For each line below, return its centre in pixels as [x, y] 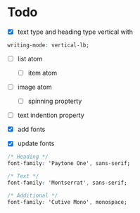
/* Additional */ [33, 195]
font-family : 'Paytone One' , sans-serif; [69, 164]
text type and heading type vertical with [75, 32]
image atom [34, 87]
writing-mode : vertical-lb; [49, 45]
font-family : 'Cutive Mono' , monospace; [68, 202]
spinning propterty [55, 101]
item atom [43, 73]
